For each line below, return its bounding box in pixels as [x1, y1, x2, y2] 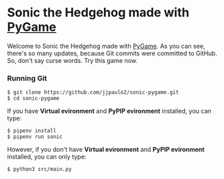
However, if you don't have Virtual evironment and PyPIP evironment [7, 146, 205, 154]
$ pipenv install [7, 128, 57, 135]
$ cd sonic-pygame [7, 95, 60, 102]
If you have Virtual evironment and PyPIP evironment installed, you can [7, 107, 212, 115]
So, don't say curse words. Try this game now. [7, 56, 138, 64]
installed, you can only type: [7, 152, 87, 161]
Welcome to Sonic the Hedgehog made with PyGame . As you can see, [7, 42, 206, 50]
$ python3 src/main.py [7, 166, 72, 173]
